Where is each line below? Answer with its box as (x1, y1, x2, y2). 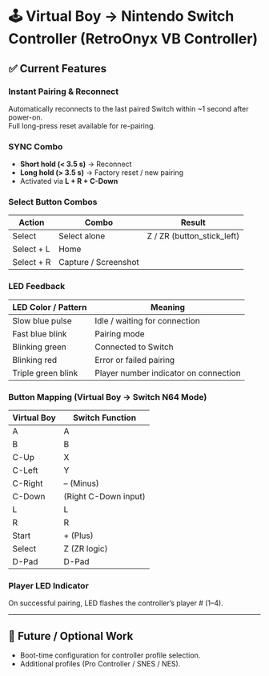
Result (180, 217, 206, 228)
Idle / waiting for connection (94, 315, 200, 326)
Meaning (151, 301, 186, 312)
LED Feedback (8, 281, 66, 292)
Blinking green (12, 341, 66, 352)
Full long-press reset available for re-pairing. (8, 120, 156, 130)
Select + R (12, 257, 51, 268)
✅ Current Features (8, 62, 107, 75)
